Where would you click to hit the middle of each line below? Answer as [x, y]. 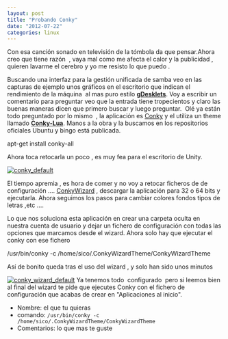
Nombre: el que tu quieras [54, 308]
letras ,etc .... [26, 205]
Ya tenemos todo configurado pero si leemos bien [148, 280]
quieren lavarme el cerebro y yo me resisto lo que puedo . [89, 66]
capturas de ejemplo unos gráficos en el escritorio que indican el [99, 87]
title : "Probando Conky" [42, 20]
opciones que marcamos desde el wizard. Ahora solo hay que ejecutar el [110, 233]
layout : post [26, 13]
